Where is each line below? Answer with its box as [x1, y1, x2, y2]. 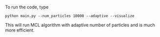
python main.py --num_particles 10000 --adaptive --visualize [5, 14, 135, 18]
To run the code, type [5, 4, 49, 10]
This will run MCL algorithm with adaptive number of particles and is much [5, 22, 155, 28]
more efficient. [5, 27, 35, 33]
